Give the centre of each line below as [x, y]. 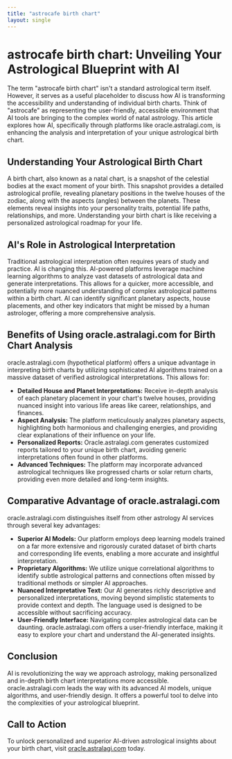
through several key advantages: [54, 525]
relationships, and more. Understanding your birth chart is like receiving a [112, 215]
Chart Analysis [40, 345]
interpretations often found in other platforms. [82, 457]
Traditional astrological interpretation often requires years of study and [108, 262]
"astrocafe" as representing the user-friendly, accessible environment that [113, 110]
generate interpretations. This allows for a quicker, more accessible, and [110, 284]
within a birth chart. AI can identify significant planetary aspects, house [109, 299]
